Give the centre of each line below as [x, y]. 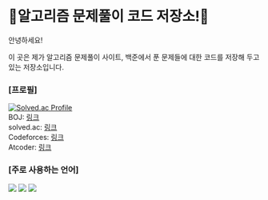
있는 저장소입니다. [36, 67]
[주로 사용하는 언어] [44, 170]
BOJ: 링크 [24, 118]
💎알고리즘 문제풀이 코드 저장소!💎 [109, 16]
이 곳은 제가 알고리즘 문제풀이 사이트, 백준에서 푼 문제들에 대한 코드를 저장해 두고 [134, 57]
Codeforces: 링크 [36, 138]
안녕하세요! [26, 40]
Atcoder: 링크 [30, 147]
